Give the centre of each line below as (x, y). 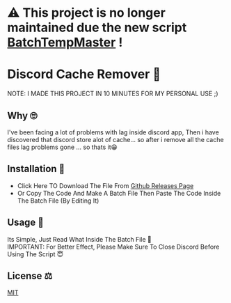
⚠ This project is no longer (86, 13)
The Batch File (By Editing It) (58, 201)
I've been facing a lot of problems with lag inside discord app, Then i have (113, 132)
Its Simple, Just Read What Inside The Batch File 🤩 (79, 239)
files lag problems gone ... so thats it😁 (63, 147)
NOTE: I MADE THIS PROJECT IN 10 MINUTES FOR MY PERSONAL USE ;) (113, 94)
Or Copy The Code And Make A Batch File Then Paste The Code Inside (119, 193)
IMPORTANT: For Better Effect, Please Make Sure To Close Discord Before (113, 247)
